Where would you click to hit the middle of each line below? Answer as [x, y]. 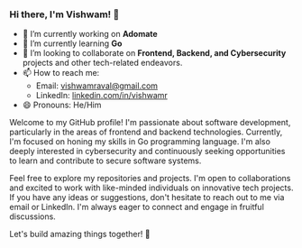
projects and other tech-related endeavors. [102, 63]
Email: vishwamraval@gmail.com [97, 86]
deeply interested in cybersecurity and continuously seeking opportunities [147, 152]
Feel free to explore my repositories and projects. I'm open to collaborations [150, 179]
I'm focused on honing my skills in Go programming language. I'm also [140, 142]
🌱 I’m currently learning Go [72, 43]
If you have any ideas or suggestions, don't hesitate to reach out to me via [147, 197]
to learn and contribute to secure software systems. [105, 161]
